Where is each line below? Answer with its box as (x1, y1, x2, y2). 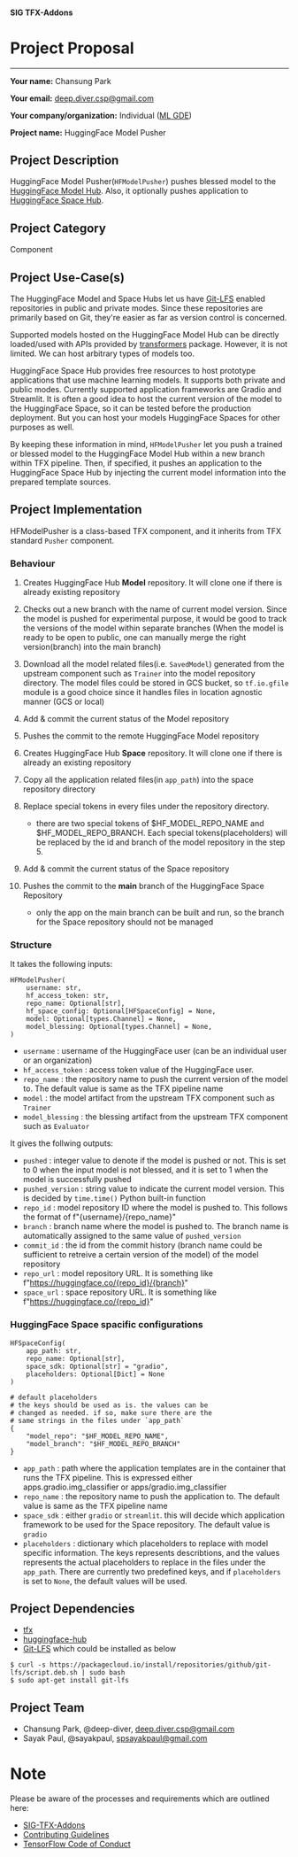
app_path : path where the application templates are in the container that (22, 1462, 287, 1474)
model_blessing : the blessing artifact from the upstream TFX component (22, 1111, 288, 1122)
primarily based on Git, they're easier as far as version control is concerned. (10, 312, 287, 322)
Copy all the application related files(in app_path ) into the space (22, 775, 255, 785)
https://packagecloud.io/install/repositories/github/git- (49, 1660, 272, 1669)
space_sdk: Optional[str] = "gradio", (26, 1362, 169, 1371)
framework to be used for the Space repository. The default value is (22, 1519, 271, 1529)
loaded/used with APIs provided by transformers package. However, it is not (10, 338, 288, 349)
